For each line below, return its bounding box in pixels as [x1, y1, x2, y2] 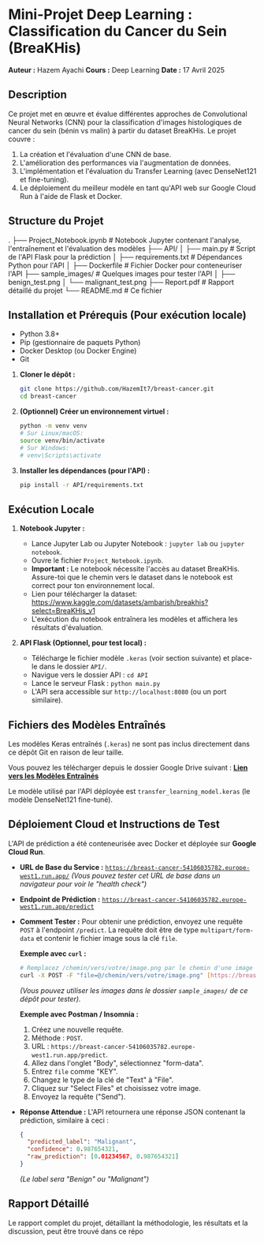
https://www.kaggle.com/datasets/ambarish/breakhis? [31, 598, 209, 607]
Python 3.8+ [19, 329, 61, 339]
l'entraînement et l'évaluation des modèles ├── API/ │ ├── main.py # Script [8, 243, 256, 253]
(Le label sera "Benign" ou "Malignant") [19, 1174, 150, 1183]
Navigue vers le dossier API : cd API [31, 670, 148, 680]
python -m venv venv [19, 422, 87, 430]
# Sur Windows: [19, 444, 70, 452]
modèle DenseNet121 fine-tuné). [8, 795, 113, 804]
